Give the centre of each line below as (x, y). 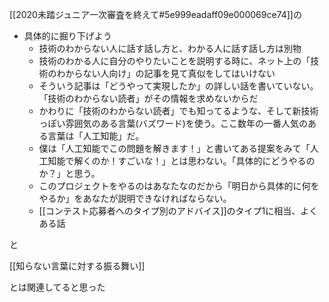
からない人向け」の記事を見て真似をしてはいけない (170, 73)
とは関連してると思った (57, 287)
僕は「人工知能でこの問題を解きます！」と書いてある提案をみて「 (174, 148)
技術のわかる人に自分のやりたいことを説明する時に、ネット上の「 (174, 61)
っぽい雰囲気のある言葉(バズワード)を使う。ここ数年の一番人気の (173, 123)
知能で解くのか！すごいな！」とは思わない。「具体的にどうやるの (181, 161)
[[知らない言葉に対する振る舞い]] (77, 266)
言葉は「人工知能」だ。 (96, 136)
